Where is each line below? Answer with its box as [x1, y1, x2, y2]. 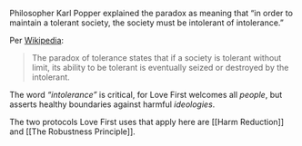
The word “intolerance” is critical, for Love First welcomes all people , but [9, 90, 283, 100]
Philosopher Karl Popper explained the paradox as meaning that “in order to [9, 8, 294, 18]
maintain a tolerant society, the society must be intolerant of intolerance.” [9, 17, 285, 28]
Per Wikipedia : [9, 35, 65, 45]
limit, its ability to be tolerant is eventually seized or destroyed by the [31, 63, 289, 73]
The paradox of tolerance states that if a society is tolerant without [31, 53, 282, 63]
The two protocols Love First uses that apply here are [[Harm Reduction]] [9, 117, 285, 127]
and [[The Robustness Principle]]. [9, 126, 136, 137]
